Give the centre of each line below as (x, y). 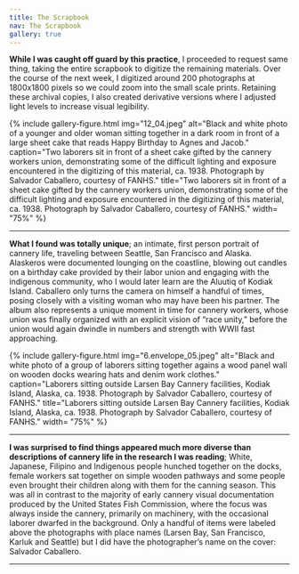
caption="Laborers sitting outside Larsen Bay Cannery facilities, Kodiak (140, 384)
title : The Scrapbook (49, 17)
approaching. (33, 338)
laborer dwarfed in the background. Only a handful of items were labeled (142, 523)
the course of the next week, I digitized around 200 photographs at (132, 78)
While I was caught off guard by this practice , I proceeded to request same (149, 60)
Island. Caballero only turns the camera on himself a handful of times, (137, 291)
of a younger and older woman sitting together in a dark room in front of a (145, 133)
